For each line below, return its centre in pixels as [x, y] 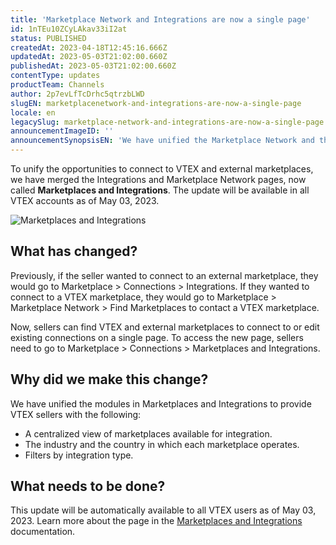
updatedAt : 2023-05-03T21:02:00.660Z [89, 57]
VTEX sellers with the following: [76, 414]
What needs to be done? [88, 486]
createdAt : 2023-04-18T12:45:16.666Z [89, 47]
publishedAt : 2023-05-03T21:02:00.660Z [93, 66]
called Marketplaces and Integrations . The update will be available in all [160, 190]
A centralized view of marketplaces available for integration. [148, 433]
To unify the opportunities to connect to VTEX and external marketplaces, [162, 169]
